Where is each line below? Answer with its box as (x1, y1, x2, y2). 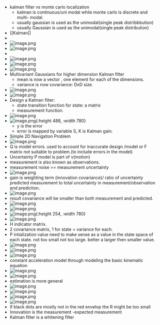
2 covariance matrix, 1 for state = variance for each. (9, 226, 113, 232)
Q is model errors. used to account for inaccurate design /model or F (9, 144, 147, 149)
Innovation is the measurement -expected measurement (9, 309, 122, 315)
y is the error (16, 123, 43, 128)
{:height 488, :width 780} (35, 118, 86, 124)
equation (9, 263, 28, 268)
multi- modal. (16, 15, 44, 20)
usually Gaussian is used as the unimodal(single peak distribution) (16, 25, 149, 31)
